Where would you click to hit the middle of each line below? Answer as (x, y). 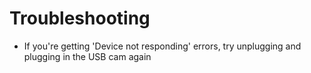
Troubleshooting (80, 18)
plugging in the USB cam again (87, 56)
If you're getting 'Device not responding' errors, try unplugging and (162, 46)
